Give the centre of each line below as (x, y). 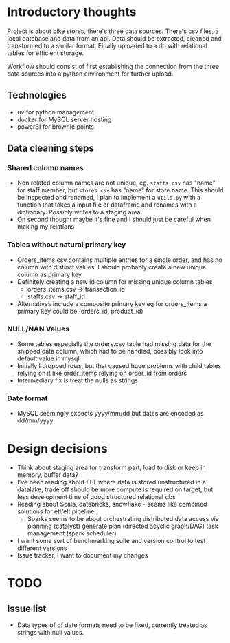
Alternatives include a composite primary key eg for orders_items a (112, 303)
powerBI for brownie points (56, 126)
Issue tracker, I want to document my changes (82, 555)
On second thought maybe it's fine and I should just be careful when (114, 220)
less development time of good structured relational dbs (96, 497)
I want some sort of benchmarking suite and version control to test (111, 541)
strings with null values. (50, 633)
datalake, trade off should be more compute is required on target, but (115, 489)
